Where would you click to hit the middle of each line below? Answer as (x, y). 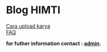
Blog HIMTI (33, 10)
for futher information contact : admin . (54, 43)
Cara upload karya (28, 26)
